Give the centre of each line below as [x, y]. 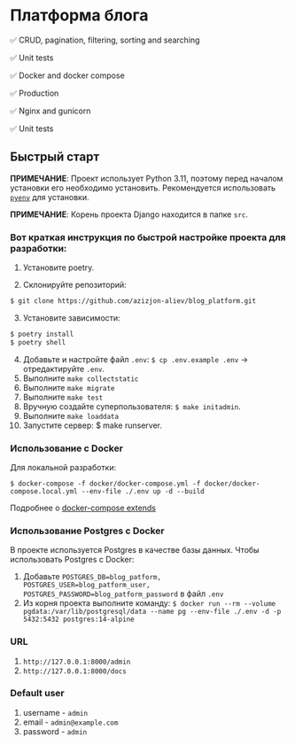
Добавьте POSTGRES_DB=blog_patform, [92, 577]
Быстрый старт [55, 157]
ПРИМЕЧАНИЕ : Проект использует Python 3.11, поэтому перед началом [147, 178]
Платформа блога [79, 16]
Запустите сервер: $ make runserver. [93, 425]
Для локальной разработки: [63, 467]
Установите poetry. [58, 268]
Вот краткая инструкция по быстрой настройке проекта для [148, 237]
